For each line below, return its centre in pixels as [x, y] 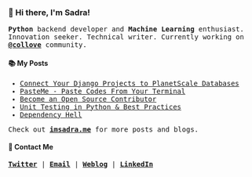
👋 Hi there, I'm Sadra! [49, 13]
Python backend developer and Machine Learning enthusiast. [126, 29]
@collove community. [48, 45]
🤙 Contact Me [31, 147]
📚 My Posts [28, 63]
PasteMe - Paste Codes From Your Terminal [102, 91]
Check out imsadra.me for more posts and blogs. [103, 129]
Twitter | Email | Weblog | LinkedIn [81, 164]
